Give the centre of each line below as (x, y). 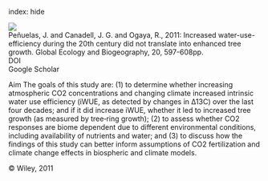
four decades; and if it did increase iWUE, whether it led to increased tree (130, 110)
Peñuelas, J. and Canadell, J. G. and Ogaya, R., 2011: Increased (112, 35)
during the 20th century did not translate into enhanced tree (142, 44)
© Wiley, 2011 (31, 168)
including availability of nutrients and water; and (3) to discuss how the (126, 136)
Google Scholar (34, 69)
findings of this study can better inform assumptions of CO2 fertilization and (134, 144)
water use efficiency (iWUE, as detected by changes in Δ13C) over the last (131, 102)
